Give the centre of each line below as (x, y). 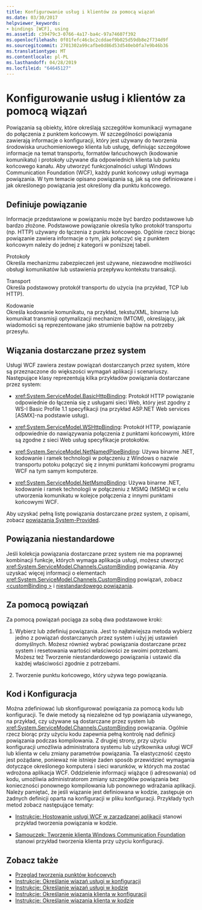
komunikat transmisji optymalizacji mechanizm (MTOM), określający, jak (96, 319)
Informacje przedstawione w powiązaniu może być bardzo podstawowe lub (100, 219)
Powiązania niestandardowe (61, 539)
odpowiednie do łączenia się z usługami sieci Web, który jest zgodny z (103, 402)
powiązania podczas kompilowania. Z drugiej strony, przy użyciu (87, 741)
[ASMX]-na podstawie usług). (52, 415)
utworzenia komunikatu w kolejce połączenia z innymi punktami (94, 495)
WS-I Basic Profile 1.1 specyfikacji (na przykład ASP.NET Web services (102, 408)
